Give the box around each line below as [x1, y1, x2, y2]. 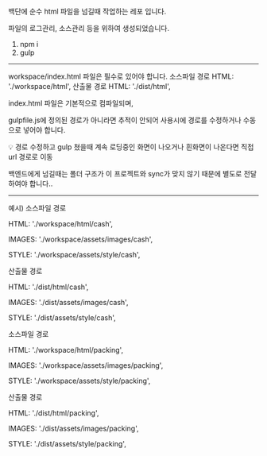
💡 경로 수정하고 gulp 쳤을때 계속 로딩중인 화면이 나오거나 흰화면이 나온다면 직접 [8, 142, 254, 152]
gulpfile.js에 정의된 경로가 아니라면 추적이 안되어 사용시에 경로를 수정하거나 [8, 115, 242, 125]
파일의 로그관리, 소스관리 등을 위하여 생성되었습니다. [8, 24, 169, 33]
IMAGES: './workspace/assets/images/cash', [8, 234, 153, 244]
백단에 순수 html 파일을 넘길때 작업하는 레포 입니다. [8, 6, 167, 17]
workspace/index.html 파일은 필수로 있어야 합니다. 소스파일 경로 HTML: [8, 71, 234, 81]
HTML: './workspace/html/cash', [8, 219, 114, 229]
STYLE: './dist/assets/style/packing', [8, 439, 127, 449]
